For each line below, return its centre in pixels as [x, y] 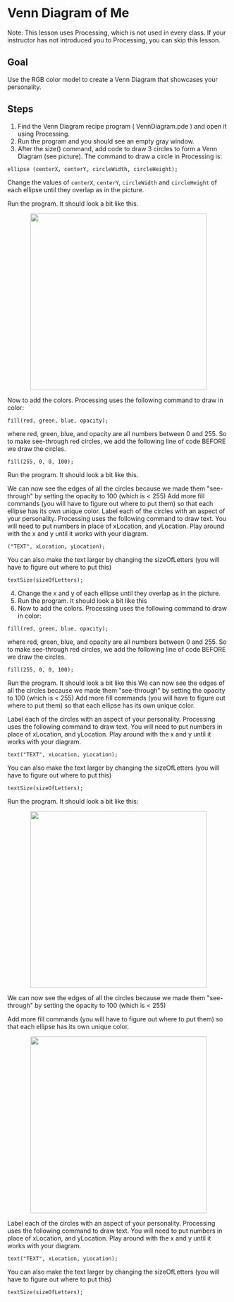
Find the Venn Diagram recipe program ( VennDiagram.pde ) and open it [122, 126]
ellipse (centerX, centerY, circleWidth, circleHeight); [93, 169]
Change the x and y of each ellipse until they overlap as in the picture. [119, 593]
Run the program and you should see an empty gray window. [106, 141]
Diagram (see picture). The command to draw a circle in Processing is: [120, 156]
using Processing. [44, 134]
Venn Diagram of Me [68, 13]
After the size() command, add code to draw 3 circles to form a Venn [117, 148]
